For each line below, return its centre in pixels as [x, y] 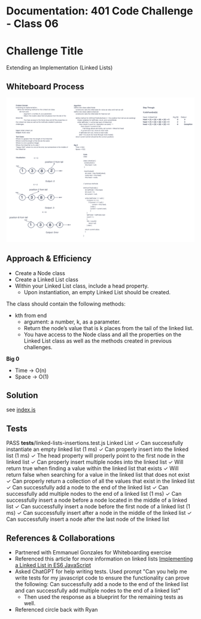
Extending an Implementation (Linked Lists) [60, 68]
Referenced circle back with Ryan [56, 610]
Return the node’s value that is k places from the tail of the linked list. [109, 328]
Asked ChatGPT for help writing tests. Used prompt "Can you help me [101, 572]
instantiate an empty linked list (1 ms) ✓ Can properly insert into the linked [98, 449]
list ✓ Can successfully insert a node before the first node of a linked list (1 [98, 507]
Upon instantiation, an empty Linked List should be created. [97, 292]
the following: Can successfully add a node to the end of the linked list [101, 584]
